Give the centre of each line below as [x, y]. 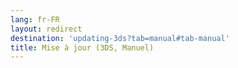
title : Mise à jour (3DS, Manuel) [82, 47]
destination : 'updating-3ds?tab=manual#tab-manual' [120, 38]
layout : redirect [46, 29]
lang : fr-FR [35, 19]
